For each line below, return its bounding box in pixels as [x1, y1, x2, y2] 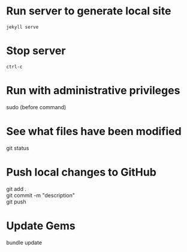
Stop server [6, 44, 66, 58]
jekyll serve [6, 24, 39, 30]
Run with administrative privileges [6, 84, 180, 97]
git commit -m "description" [6, 191, 75, 199]
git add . [6, 185, 27, 193]
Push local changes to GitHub [6, 165, 157, 179]
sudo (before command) [6, 103, 67, 110]
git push [6, 198, 27, 205]
